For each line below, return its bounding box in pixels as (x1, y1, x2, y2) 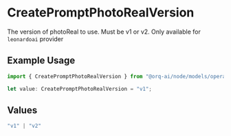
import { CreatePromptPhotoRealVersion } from (7, 73, 143, 80)
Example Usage (7, 55, 76, 67)
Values (7, 104, 38, 116)
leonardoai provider (7, 34, 64, 43)
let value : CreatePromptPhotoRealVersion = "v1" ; (7, 85, 153, 92)
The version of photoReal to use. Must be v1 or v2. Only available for (7, 27, 201, 36)
